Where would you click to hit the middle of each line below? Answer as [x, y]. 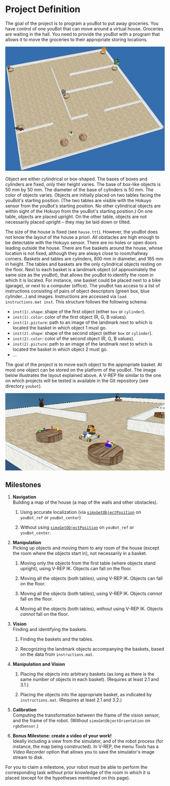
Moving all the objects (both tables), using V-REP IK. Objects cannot [91, 593]
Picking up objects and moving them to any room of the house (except [86, 548]
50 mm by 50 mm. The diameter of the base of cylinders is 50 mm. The [79, 190]
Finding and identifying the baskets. [50, 629]
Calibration [25, 710]
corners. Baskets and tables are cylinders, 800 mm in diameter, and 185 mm [84, 259]
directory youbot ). [24, 386]
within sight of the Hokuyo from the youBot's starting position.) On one [79, 211]
